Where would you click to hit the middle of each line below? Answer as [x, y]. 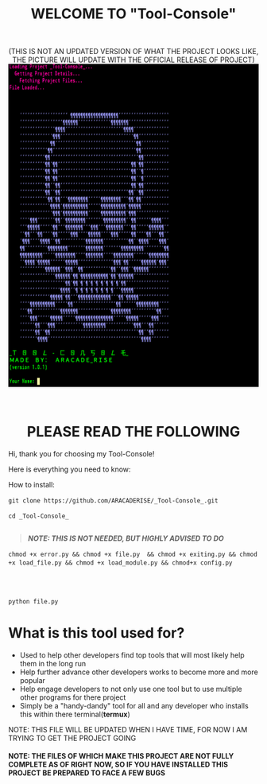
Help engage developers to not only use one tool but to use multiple [131, 689]
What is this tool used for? [97, 633]
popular [33, 680]
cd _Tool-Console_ [39, 516]
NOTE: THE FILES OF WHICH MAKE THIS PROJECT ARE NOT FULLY [121, 756]
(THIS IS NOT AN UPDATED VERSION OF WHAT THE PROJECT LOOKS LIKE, [133, 51]
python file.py [33, 601]
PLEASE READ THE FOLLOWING [133, 432]
